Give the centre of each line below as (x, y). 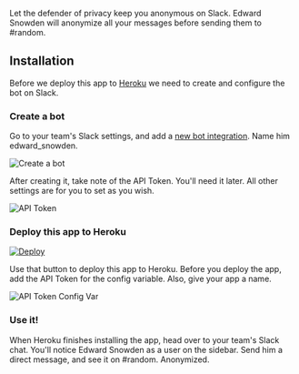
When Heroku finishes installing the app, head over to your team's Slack (145, 339)
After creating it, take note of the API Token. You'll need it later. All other (144, 181)
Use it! (24, 320)
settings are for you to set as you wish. (82, 191)
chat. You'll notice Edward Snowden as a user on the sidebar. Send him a (146, 349)
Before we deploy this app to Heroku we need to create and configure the (147, 83)
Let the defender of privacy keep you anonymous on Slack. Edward (135, 13)
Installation (42, 61)
